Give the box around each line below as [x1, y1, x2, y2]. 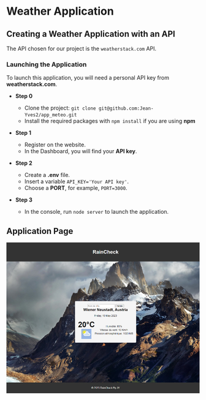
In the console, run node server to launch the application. [24, 208, 169, 216]
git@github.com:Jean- [98, 105, 154, 111]
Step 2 [15, 159, 32, 167]
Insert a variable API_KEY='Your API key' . [24, 178, 129, 185]
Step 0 [15, 92, 32, 100]
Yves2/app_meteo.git [24, 112, 77, 118]
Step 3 [15, 196, 32, 203]
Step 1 [15, 129, 32, 137]
